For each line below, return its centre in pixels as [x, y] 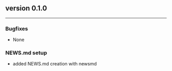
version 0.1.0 [26, 8]
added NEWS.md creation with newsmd [55, 64]
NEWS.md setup [26, 53]
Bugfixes [17, 28]
